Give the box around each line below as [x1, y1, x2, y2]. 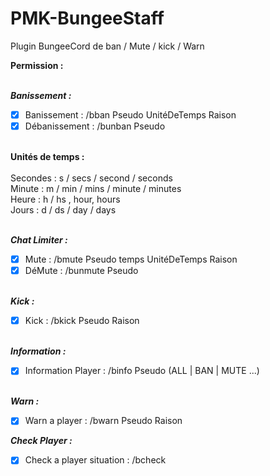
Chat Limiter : [10, 234, 68, 246]
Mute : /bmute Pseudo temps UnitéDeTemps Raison [24, 253, 238, 266]
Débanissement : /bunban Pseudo [24, 120, 166, 132]
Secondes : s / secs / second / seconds [10, 172, 173, 184]
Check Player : [10, 435, 73, 447]
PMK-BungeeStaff [10, 7, 165, 30]
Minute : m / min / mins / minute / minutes [10, 183, 182, 195]
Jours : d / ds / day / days [10, 204, 117, 216]
